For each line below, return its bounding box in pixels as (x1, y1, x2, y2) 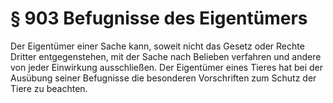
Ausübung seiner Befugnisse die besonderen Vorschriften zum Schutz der (10, 72, 317, 84)
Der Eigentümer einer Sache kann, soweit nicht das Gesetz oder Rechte (10, 40, 305, 52)
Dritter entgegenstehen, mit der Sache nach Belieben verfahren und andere (10, 50, 322, 62)
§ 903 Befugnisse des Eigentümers (10, 7, 308, 30)
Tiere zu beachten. (10, 82, 88, 94)
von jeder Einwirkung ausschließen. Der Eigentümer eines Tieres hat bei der (10, 61, 323, 73)
